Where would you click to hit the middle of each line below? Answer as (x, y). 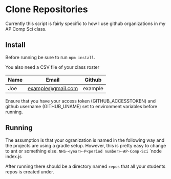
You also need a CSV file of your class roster (52, 67)
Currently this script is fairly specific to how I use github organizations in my (85, 23)
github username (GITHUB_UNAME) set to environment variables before (81, 106)
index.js (14, 156)
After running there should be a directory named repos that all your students (85, 166)
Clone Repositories (47, 9)
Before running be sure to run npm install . (50, 57)
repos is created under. (30, 171)
